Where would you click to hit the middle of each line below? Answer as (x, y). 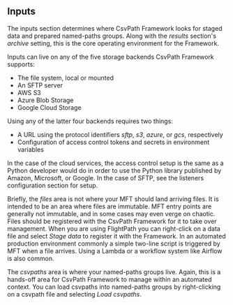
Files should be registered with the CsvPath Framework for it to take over (112, 221)
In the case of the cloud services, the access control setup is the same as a (116, 163)
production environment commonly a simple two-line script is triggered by (114, 243)
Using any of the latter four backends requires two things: (90, 121)
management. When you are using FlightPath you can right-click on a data (114, 228)
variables (30, 149)
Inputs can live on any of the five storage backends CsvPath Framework (111, 57)
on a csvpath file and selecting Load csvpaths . (74, 294)
